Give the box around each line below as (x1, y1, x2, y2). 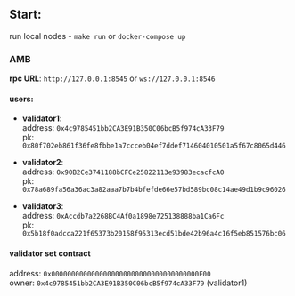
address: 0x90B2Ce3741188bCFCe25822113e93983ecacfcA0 (21, 166, 225, 177)
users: (9, 93, 34, 104)
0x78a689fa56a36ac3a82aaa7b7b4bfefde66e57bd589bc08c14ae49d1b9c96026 (21, 186, 287, 195)
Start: (9, 7, 42, 22)
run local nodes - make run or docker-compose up (9, 30, 186, 41)
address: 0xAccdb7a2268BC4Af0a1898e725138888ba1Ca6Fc (21, 211, 225, 221)
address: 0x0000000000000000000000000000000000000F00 (9, 268, 211, 278)
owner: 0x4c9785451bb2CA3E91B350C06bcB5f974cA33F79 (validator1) (9, 277, 248, 288)
